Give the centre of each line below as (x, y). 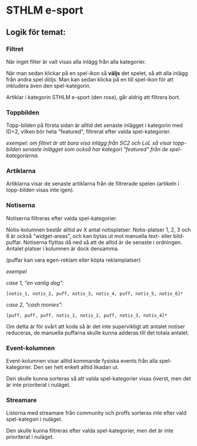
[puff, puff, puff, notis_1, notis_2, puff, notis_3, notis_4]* (87, 315)
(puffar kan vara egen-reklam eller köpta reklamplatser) (73, 260)
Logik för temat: (36, 32)
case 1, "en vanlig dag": (35, 283)
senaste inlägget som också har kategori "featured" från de (96, 149)
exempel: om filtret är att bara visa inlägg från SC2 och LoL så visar (89, 143)
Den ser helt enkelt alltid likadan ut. (76, 367)
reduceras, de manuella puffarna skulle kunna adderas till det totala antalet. (98, 333)
